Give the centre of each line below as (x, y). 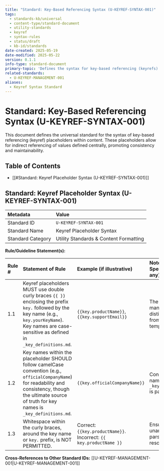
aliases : (14, 82)
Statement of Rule (44, 269)
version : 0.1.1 (20, 60)
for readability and (44, 383)
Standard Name (26, 231)
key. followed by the (46, 308)
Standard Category (29, 239)
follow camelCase (43, 365)
